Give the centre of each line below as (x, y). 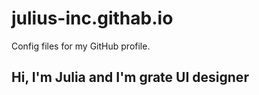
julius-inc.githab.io (92, 18)
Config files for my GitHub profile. (81, 46)
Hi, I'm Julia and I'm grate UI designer (130, 77)
